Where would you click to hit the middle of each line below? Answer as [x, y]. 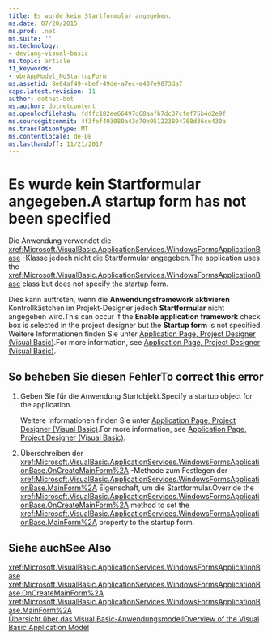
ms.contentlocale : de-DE [50, 136]
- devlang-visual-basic [49, 53]
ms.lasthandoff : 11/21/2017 [56, 144]
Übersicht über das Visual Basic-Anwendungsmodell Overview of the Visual [134, 619]
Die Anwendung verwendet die [60, 241]
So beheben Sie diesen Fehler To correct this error [136, 376]
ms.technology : [34, 46]
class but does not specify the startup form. [95, 284]
